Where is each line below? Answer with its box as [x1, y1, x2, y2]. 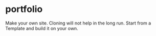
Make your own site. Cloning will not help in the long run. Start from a [5, 20, 151, 26]
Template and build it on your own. [5, 25, 78, 31]
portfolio [5, 3, 43, 15]
